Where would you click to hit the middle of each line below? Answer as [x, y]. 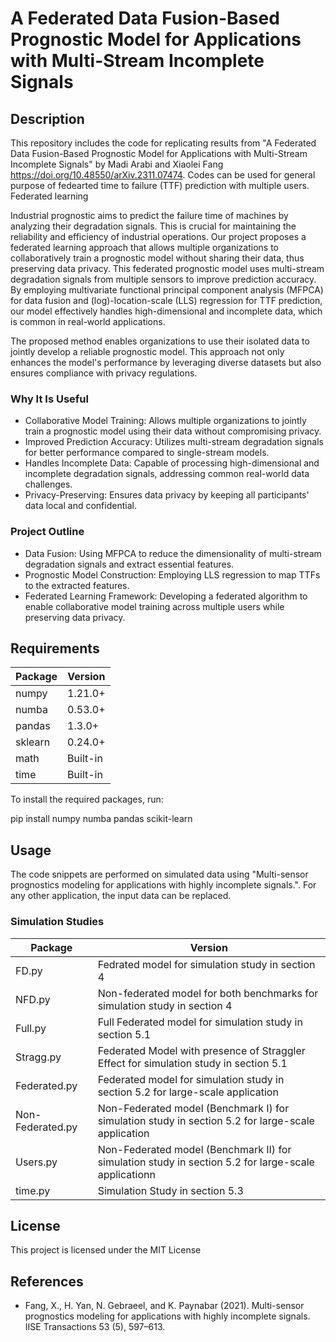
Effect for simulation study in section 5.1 [192, 1063]
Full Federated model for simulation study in [200, 1022]
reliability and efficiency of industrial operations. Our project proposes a [158, 236]
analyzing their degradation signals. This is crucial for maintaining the [153, 226]
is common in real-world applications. [88, 321]
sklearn [33, 742]
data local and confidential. [80, 506]
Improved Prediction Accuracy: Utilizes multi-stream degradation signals [174, 442]
